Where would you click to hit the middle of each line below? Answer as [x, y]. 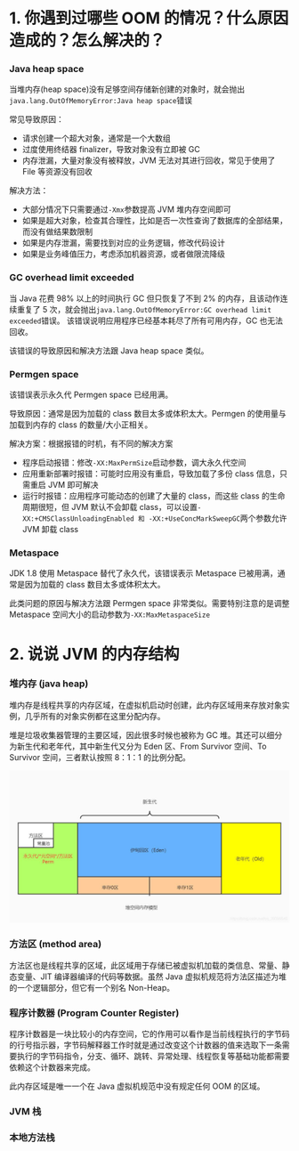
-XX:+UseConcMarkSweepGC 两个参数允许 [218, 518]
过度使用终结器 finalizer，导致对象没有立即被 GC [111, 150]
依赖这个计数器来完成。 [52, 1067]
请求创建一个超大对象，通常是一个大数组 [96, 138]
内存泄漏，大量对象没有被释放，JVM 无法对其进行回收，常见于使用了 [149, 160]
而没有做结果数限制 [57, 231]
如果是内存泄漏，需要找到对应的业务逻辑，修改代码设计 [123, 243]
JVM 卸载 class [50, 530]
